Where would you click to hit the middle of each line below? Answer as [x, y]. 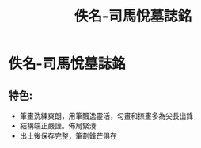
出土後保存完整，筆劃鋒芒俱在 [68, 136]
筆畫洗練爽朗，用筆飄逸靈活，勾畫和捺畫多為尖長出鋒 [106, 116]
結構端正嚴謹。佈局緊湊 [58, 126]
